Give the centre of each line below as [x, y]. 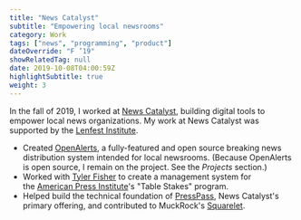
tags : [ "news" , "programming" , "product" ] [91, 43]
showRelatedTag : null [50, 60]
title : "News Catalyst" [54, 18]
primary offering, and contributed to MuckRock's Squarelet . [134, 206]
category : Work [38, 34]
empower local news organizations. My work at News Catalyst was [135, 120]
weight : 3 [28, 85]
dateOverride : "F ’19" [52, 52]
